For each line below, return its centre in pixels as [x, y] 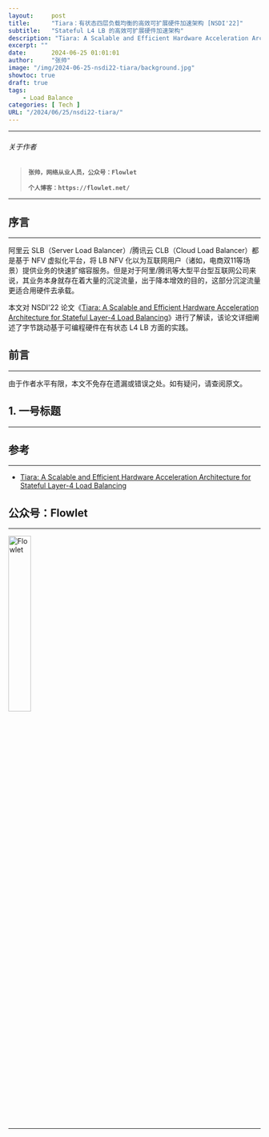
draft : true [28, 82]
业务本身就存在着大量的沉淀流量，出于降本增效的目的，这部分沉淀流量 [145, 280]
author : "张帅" [40, 61]
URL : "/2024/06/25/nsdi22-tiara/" [66, 113]
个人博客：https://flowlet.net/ [79, 188]
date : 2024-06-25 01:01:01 [64, 53]
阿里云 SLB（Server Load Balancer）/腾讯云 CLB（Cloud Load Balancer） [130, 251]
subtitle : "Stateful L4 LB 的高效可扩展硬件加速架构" [96, 30]
